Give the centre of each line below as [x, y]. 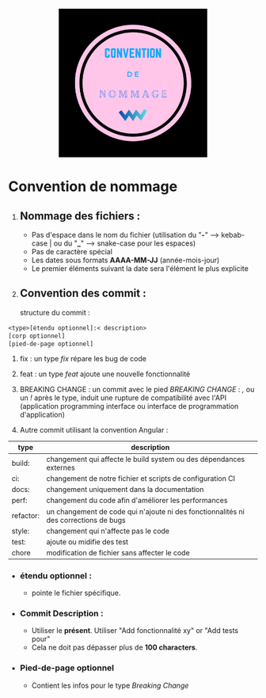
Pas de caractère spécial [72, 252]
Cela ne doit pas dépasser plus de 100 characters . [114, 647]
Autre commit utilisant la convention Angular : [94, 429]
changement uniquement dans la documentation [125, 490]
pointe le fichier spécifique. [76, 593]
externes [61, 467]
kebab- [233, 235]
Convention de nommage [93, 187]
